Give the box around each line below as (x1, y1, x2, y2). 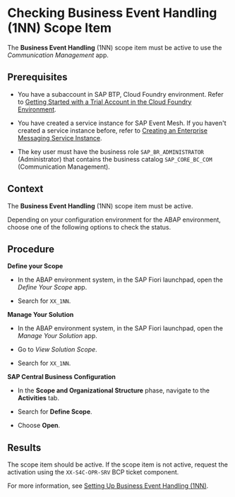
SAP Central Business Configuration (7, 373, 116, 381)
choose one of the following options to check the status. (7, 222, 171, 231)
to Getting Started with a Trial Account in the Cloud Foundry (17, 97, 192, 106)
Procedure (7, 243, 55, 255)
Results (7, 441, 42, 453)
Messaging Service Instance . (17, 133, 102, 142)
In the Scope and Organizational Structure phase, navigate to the (17, 386, 210, 395)
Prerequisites (7, 71, 68, 83)
